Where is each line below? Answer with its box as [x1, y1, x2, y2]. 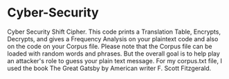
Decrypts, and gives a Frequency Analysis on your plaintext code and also [7, 34, 219, 43]
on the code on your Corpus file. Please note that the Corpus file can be [7, 42, 212, 50]
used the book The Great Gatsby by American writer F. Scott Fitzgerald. [7, 64, 212, 72]
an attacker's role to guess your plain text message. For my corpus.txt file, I [7, 56, 223, 65]
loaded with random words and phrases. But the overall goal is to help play [7, 49, 220, 58]
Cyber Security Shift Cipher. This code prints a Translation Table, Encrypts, [7, 27, 221, 36]
